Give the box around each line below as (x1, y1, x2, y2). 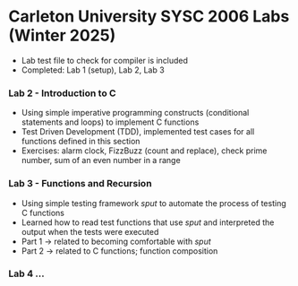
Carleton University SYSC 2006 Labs (8, 6, 290, 27)
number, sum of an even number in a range (21, 155, 181, 166)
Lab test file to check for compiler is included (21, 55, 189, 65)
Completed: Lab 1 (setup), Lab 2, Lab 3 (21, 65, 165, 75)
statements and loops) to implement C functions (21, 117, 200, 127)
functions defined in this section (21, 136, 140, 147)
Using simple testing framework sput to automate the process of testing (21, 197, 287, 208)
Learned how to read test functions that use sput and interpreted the (21, 217, 275, 228)
